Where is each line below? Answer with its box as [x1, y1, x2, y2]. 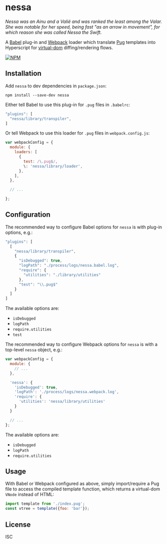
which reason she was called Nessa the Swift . [5, 29, 102, 35]
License [5, 520, 31, 529]
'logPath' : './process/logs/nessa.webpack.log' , [14, 390, 119, 395]
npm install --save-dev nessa [5, 92, 70, 98]
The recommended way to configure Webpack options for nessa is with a [5, 341, 158, 348]
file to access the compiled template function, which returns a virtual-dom [5, 486, 160, 492]
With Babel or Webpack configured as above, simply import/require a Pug [5, 481, 159, 487]
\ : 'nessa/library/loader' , [23, 164, 83, 169]
